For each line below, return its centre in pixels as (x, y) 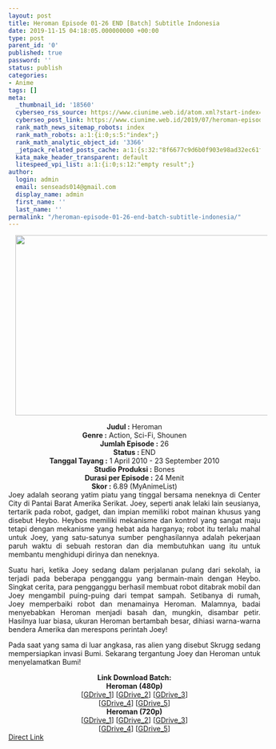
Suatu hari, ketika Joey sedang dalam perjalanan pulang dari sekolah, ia (134, 570)
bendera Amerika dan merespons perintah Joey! (88, 630)
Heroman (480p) (134, 687)
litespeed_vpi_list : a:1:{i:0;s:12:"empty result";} (105, 165)
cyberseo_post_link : (50, 120)
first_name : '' (41, 202)
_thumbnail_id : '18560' (55, 105)
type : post (26, 38)
